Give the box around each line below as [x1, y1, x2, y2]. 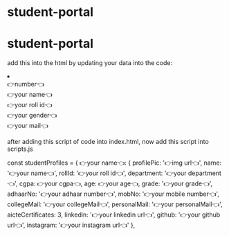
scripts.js [7, 145, 33, 153]
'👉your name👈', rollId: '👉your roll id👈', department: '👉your [7, 169, 187, 177]
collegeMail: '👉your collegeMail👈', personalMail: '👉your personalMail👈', [7, 200, 223, 208]
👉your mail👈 [7, 122, 48, 130]
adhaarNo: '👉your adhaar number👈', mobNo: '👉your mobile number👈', [7, 190, 220, 198]
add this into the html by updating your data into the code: [7, 59, 173, 67]
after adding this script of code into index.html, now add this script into [7, 138, 209, 146]
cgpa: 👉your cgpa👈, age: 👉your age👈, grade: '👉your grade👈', [19, 179, 213, 188]
